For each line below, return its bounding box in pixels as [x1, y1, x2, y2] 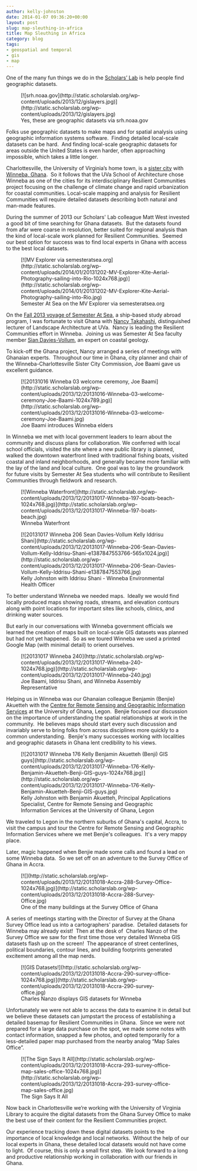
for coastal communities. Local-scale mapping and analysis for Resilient [6, 189, 181, 197]
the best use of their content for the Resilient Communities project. [6, 1116, 168, 1124]
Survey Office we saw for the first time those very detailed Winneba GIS [6, 933, 181, 940]
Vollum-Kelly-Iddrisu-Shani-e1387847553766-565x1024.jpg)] [21, 550, 169, 557]
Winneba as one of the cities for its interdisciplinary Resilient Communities [6, 177, 186, 184]
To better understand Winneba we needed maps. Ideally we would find [6, 592, 179, 599]
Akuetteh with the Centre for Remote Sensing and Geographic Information [6, 701, 185, 708]
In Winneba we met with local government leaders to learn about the [6, 433, 172, 440]
